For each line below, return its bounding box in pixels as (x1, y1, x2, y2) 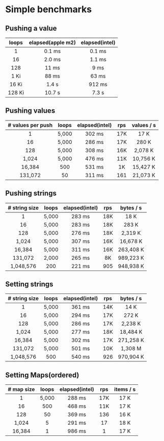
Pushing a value (5, 24, 57, 33)
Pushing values (5, 106, 56, 115)
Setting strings (5, 280, 53, 289)
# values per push (8, 121, 52, 129)
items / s (114, 386, 136, 393)
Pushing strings (5, 189, 57, 198)
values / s (131, 121, 156, 129)
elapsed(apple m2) (29, 39, 76, 46)
